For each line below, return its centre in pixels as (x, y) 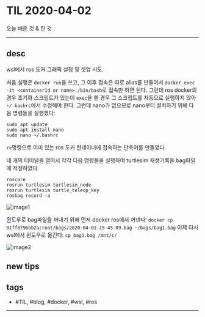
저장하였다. (26, 168)
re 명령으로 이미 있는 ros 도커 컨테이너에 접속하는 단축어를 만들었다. (86, 147)
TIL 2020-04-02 (49, 11)
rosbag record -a (28, 196)
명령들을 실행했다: (34, 113)
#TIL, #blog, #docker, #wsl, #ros (56, 302)
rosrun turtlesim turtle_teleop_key (53, 190)
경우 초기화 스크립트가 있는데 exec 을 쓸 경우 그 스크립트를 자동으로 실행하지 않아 (101, 97)
